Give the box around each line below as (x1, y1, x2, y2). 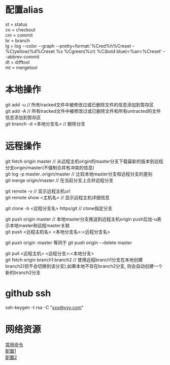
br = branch (5, 37, 30, 43)
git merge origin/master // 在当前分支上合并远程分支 (5, 177, 114, 183)
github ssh (5, 288, 51, 299)
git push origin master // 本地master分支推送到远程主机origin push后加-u (5, 216, 157, 222)
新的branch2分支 (5, 269, 41, 276)
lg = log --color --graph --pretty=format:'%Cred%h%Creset (5, 43, 131, 49)
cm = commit (5, 32, 33, 38)
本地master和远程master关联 (9, 222, 70, 228)
